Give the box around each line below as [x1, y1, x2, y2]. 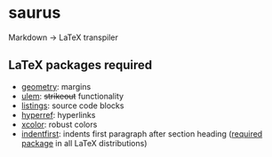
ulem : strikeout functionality [20, 90, 124, 101]
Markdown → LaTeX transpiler [8, 32, 119, 43]
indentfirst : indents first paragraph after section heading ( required [20, 128, 263, 139]
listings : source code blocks [20, 100, 124, 111]
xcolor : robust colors [20, 119, 98, 130]
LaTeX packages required [8, 58, 153, 73]
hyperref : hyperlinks [20, 109, 96, 120]
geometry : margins [20, 81, 92, 91]
